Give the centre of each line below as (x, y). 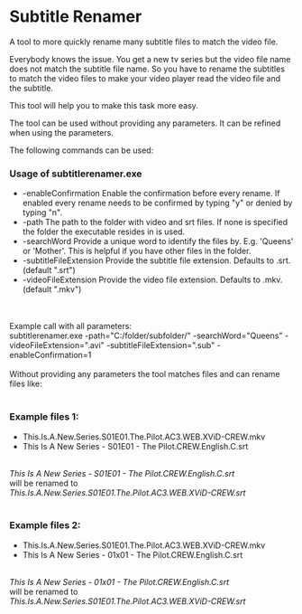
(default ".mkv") (52, 289)
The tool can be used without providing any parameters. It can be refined (145, 123)
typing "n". (42, 213)
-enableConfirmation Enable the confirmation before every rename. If (151, 194)
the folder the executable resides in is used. (104, 231)
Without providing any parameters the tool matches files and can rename (145, 374)
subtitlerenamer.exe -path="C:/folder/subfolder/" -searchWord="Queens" (146, 335)
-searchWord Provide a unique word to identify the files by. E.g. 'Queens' (158, 241)
